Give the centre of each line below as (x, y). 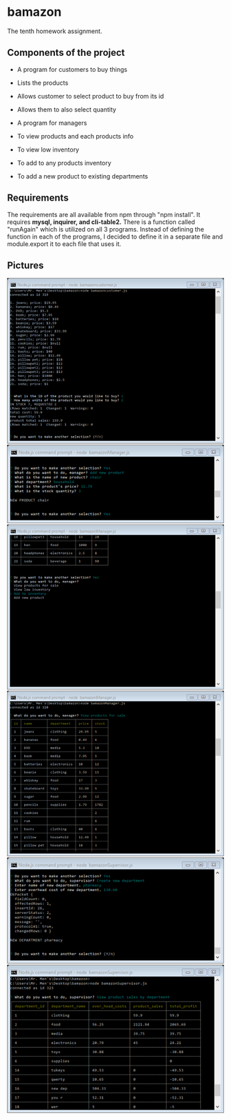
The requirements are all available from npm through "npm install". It (104, 214)
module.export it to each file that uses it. (64, 244)
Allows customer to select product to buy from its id (90, 96)
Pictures (25, 265)
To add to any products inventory (64, 163)
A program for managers (52, 123)
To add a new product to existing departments (82, 176)
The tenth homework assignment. (55, 31)
